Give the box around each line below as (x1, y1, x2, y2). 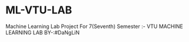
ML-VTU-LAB (5, 3, 72, 17)
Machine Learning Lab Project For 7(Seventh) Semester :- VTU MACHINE (5, 23, 183, 30)
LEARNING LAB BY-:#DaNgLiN (5, 29, 80, 36)
